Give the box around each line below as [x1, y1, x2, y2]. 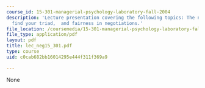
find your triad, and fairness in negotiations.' [12, 20, 143, 26]
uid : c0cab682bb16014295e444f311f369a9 [6, 54, 108, 60]
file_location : [6, 25, 45, 32]
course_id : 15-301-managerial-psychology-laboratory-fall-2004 [6, 8, 171, 15]
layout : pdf [6, 37, 37, 43]
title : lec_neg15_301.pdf [6, 43, 72, 49]
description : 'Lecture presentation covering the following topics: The [6, 15, 195, 21]
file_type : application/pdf [6, 32, 78, 38]
